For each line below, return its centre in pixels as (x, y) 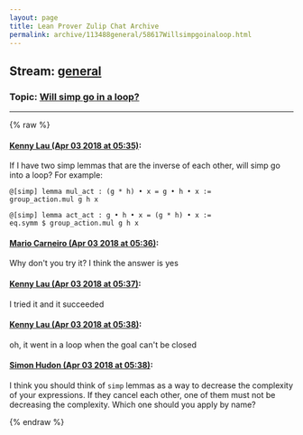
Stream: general (55, 71)
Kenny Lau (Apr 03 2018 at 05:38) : (76, 325)
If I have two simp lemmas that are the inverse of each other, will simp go (145, 166)
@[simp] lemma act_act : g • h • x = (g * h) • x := (110, 216)
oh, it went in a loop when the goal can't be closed (103, 345)
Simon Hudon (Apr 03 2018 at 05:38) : (81, 366)
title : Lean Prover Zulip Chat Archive (84, 26)
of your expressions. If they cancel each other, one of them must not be (142, 395)
